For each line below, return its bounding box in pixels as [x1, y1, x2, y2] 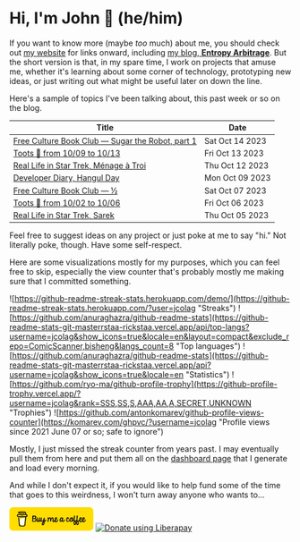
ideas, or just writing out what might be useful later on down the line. [9, 75, 262, 86]
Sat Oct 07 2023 [204, 185, 267, 196]
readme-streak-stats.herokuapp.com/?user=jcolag [9, 302, 196, 313]
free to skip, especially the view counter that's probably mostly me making [9, 266, 285, 276]
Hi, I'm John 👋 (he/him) [9, 8, 184, 29]
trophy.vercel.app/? [9, 388, 81, 399]
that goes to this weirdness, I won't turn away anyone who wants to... [9, 489, 265, 500]
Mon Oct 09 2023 [204, 173, 271, 183]
